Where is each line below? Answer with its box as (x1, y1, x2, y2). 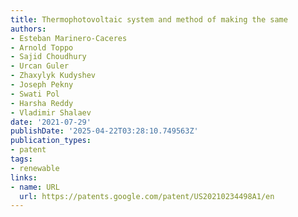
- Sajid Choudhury (10, 52, 87, 62)
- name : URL (10, 182, 60, 192)
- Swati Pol (10, 89, 60, 99)
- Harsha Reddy (10, 98, 74, 108)
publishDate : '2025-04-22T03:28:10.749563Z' (10, 126, 199, 136)
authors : (10, 24, 47, 34)
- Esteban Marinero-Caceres (10, 33, 128, 43)
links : (10, 172, 38, 183)
